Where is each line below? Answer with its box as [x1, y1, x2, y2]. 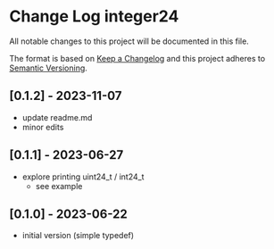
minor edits [21, 121, 64, 132]
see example [35, 180, 83, 191]
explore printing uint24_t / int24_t [21, 171, 145, 182]
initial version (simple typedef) [21, 230, 135, 241]
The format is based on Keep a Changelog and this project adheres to [9, 53, 266, 63]
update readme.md [21, 112, 93, 122]
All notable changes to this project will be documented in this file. [9, 36, 250, 46]
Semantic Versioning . [9, 62, 87, 73]
